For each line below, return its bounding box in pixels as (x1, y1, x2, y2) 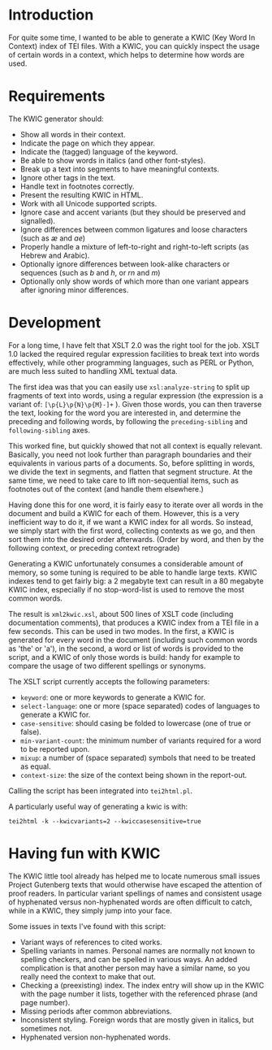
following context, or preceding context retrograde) (8, 543, 180, 553)
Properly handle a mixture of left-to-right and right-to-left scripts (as (19, 241, 249, 251)
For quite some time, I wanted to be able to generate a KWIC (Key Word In (8, 33, 256, 42)
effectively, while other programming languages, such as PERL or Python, (8, 358, 254, 367)
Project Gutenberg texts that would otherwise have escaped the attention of (8, 879, 262, 889)
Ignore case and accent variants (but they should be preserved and (19, 207, 246, 217)
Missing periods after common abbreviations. (19, 1006, 172, 1016)
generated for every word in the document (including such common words (8, 635, 258, 644)
